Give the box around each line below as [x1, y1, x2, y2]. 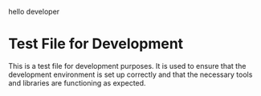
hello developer [8, 7, 60, 16]
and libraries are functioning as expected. [8, 78, 146, 87]
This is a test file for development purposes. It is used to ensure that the [8, 61, 247, 70]
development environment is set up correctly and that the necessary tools [8, 70, 253, 79]
